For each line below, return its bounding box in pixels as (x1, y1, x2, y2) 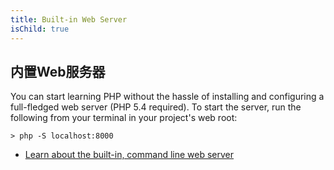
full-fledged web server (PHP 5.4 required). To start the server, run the (10, 101, 302, 113)
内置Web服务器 (10, 63, 106, 80)
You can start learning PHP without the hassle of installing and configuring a (10, 91, 325, 103)
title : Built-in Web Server (10, 14, 128, 25)
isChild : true (10, 24, 70, 34)
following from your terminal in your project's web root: (10, 112, 238, 124)
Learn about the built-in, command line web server (24, 149, 235, 161)
